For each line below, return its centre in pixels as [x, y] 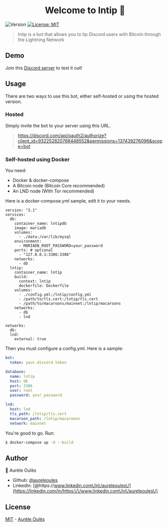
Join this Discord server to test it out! [44, 68]
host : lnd [20, 409]
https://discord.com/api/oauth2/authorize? [62, 135]
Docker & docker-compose [41, 180]
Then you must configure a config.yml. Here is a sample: [64, 349]
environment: [28, 241]
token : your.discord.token [38, 363]
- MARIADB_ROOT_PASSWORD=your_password [60, 246]
